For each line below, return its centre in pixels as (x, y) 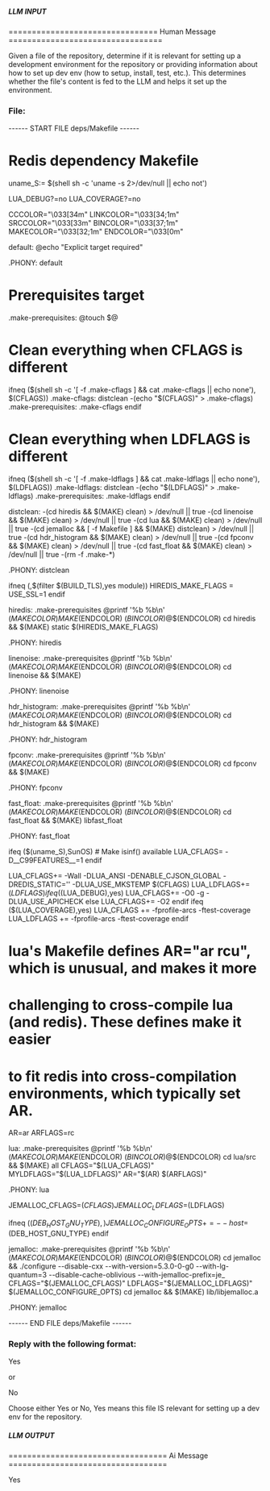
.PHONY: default (35, 263)
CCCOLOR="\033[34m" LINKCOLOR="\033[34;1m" (94, 214)
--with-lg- (213, 1266)
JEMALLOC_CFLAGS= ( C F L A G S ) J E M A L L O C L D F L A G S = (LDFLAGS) (116, 1207)
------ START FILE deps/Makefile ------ (74, 128)
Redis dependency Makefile (104, 161)
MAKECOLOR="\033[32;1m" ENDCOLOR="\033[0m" (96, 232)
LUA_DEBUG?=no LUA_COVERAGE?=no (75, 199)
